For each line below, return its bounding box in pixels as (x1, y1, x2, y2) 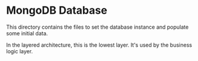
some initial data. (6, 29, 48, 36)
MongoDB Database (6, 4, 107, 17)
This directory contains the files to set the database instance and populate (6, 23, 189, 30)
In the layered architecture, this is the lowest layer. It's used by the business (6, 41, 193, 48)
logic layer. (6, 47, 33, 54)
